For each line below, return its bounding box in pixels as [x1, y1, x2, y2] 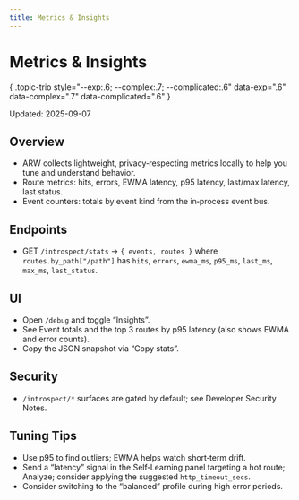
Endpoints [9, 221, 68, 237]
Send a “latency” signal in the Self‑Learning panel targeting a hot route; [21, 461, 286, 472]
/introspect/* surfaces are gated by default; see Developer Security [21, 392, 278, 403]
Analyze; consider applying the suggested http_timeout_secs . [21, 471, 251, 482]
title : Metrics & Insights [9, 13, 110, 22]
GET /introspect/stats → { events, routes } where [21, 246, 218, 256]
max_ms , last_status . [21, 265, 98, 276]
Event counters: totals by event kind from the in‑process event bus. [21, 196, 270, 207]
